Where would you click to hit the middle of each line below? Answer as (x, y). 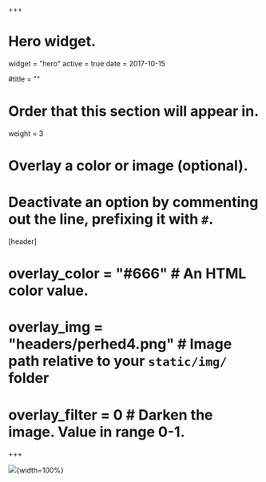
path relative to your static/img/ (118, 361)
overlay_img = (56, 327)
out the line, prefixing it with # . (111, 219)
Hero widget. (52, 42)
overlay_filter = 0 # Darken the (111, 414)
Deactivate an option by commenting (133, 203)
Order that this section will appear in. (134, 112)
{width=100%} (40, 470)
